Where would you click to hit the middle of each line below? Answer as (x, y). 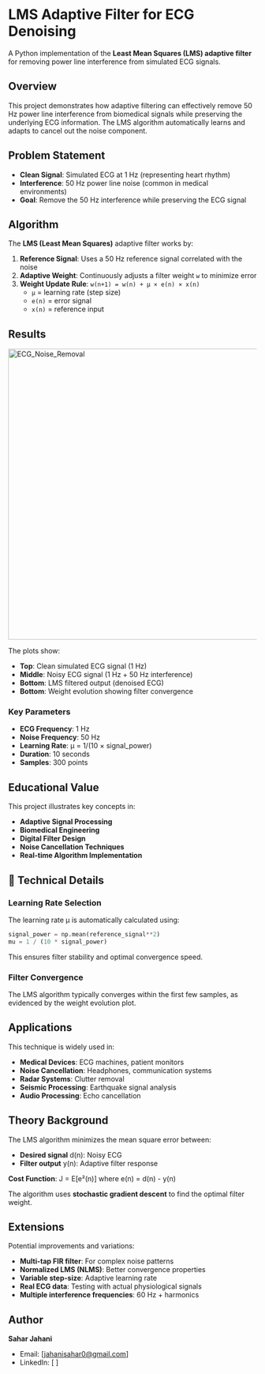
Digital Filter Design (52, 838)
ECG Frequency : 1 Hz (54, 729)
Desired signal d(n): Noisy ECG (71, 1154)
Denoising (42, 31)
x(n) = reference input (68, 309)
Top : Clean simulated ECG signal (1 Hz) (83, 666)
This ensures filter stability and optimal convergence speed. (106, 957)
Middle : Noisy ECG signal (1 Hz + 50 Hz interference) (106, 675)
